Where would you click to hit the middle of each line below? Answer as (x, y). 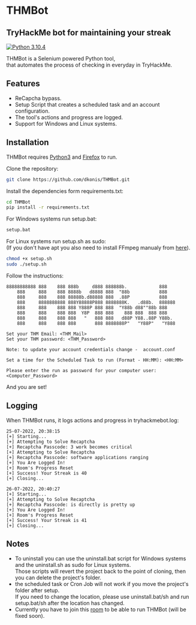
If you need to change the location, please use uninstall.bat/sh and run (102, 596)
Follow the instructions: (35, 276)
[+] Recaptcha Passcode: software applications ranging (77, 457)
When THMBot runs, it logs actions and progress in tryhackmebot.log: (93, 420)
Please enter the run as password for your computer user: (82, 370)
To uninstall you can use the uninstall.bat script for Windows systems (100, 558)
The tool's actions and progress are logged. (69, 117)
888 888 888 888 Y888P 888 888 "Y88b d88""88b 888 (92, 307)
